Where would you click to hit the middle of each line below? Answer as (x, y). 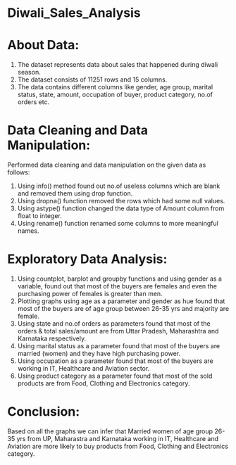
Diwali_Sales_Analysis (74, 13)
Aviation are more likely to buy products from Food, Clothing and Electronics (118, 446)
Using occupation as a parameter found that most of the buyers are (115, 361)
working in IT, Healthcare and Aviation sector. (83, 368)
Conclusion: (44, 412)
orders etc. (33, 102)
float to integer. (39, 216)
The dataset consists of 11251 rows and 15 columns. (92, 79)
